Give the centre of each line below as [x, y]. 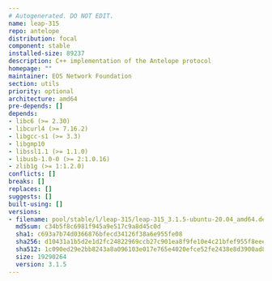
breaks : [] [27, 182]
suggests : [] [30, 196]
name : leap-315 [34, 23]
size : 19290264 [41, 257]
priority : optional [41, 91]
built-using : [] [36, 204]
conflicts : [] [32, 174]
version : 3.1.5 [41, 264]
